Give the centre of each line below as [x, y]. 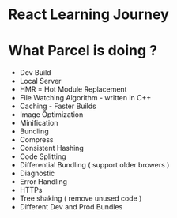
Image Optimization [51, 115]
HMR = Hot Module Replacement [73, 89]
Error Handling [43, 182]
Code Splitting [43, 156]
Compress [36, 140]
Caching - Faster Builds [58, 106]
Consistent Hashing [52, 148]
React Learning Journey [89, 15]
